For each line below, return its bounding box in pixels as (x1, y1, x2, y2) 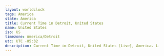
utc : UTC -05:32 (5, 39, 38, 44)
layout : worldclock (5, 7, 45, 12)
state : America (5, 16, 36, 21)
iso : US (5, 30, 21, 35)
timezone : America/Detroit (5, 35, 60, 39)
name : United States (5, 25, 47, 30)
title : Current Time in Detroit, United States (5, 20, 104, 26)
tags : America (5, 12, 34, 17)
